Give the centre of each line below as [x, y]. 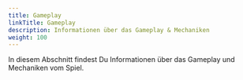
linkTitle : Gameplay [42, 23]
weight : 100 [28, 37]
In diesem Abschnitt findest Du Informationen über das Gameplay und [121, 60]
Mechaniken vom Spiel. [46, 68]
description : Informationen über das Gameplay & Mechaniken [109, 30]
